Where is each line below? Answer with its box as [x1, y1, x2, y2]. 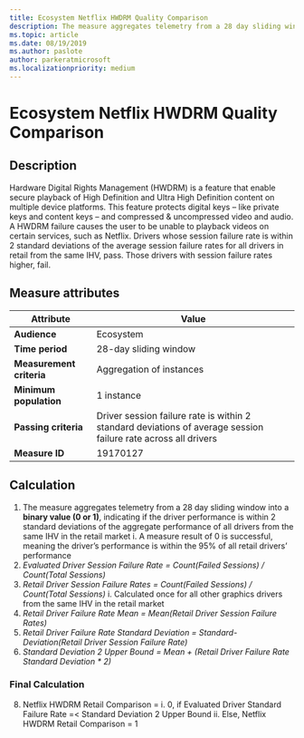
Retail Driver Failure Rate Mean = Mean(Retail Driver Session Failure [22, 607, 278, 618]
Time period [14, 342, 68, 354]
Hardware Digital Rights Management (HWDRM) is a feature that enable [9, 182, 276, 193]
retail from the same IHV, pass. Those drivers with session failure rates [9, 249, 273, 260]
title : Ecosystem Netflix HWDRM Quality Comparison [9, 13, 208, 23]
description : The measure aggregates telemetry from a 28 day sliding [9, 22, 281, 31]
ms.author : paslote [9, 47, 83, 56]
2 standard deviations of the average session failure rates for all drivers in [9, 239, 284, 250]
